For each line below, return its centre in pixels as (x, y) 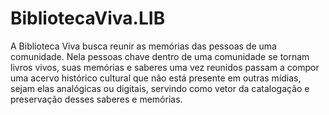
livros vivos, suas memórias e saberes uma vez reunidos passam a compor (165, 67)
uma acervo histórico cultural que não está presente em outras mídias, (156, 78)
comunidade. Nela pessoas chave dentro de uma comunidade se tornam (160, 56)
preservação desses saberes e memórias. (96, 99)
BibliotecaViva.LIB (88, 18)
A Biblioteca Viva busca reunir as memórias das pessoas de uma (143, 46)
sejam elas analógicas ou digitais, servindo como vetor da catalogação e (160, 88)
